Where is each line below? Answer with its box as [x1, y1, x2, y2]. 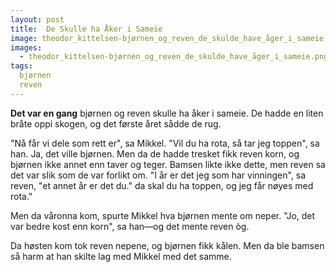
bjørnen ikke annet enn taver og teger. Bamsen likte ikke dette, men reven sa [10, 158, 326, 170]
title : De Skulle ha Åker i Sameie [10, 24, 163, 34]
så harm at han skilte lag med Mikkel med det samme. [10, 250, 232, 262]
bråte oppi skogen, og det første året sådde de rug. [10, 117, 222, 130]
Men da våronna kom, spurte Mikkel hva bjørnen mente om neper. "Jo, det [10, 209, 316, 221]
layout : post [10, 14, 65, 25]
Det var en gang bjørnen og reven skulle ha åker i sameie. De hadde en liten [10, 107, 324, 119]
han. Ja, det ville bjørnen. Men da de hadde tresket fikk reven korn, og [10, 147, 300, 160]
